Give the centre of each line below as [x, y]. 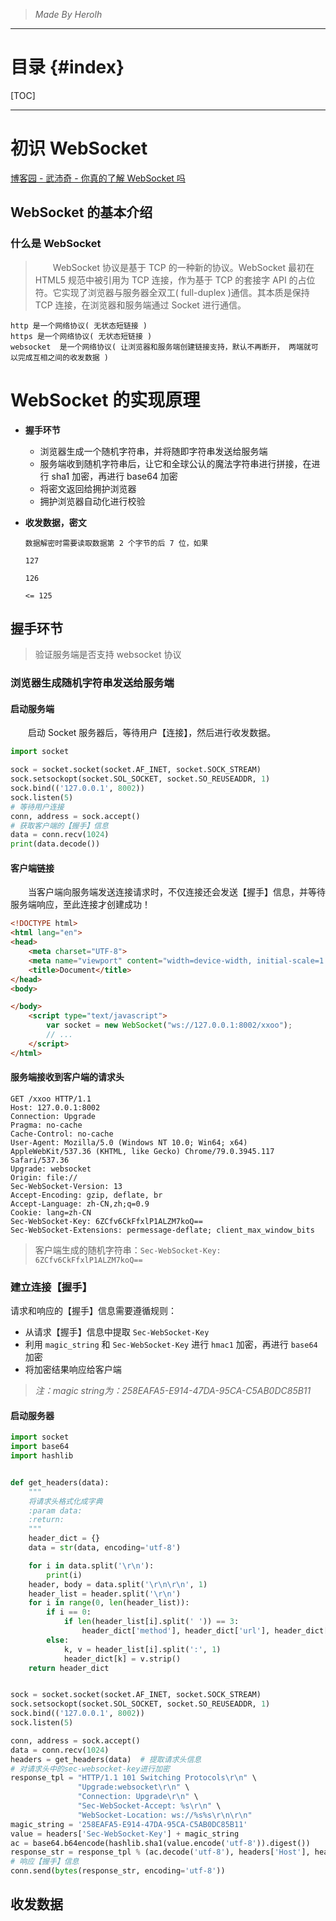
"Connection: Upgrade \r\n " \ [138, 1797]
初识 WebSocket [79, 148]
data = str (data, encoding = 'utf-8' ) [105, 1548]
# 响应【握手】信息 [45, 1862]
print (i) [64, 1575]
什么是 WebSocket [56, 244]
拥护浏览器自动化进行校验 [92, 501]
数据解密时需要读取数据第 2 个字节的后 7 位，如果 [116, 543]
